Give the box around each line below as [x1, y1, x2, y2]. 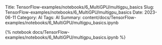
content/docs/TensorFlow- [82, 15, 137, 20]
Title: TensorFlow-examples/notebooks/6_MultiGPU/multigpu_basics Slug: [5, 4, 155, 10]
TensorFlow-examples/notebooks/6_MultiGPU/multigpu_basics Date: [5, 9, 143, 15]
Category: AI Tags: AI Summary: [17, 15, 81, 20]
